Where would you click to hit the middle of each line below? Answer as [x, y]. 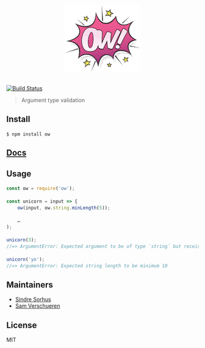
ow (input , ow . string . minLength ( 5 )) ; [64, 208]
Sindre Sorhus [33, 299]
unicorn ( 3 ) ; [21, 240]
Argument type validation [53, 100]
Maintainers [30, 285]
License [22, 325]
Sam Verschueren [38, 306]
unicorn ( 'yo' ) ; [26, 259]
